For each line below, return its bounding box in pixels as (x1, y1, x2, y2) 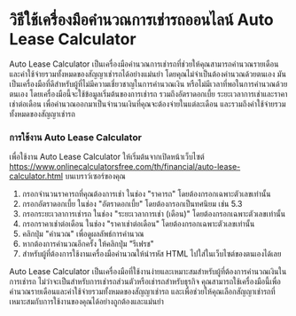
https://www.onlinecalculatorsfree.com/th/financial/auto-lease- (9, 162, 241, 172)
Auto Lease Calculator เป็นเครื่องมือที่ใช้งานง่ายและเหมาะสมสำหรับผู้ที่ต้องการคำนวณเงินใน (9, 266, 287, 277)
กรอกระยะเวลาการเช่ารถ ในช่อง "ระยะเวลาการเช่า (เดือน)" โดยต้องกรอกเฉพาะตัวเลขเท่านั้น (21, 209, 286, 219)
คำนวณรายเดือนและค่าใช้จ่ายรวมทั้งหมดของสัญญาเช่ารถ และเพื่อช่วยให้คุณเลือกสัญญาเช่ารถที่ (9, 286, 277, 297)
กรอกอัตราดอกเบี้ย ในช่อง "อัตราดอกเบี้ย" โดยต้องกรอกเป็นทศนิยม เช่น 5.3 (21, 199, 243, 209)
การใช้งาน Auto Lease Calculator (9, 130, 142, 143)
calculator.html (9, 170, 64, 182)
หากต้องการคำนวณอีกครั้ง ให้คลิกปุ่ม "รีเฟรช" (21, 239, 155, 249)
